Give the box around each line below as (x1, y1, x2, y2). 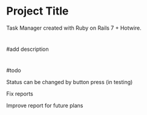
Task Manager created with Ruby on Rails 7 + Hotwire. (6, 24, 142, 31)
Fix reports (6, 90, 33, 97)
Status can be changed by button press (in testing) (6, 79, 133, 86)
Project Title (6, 4, 69, 18)
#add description (6, 45, 49, 53)
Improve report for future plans (6, 102, 83, 110)
